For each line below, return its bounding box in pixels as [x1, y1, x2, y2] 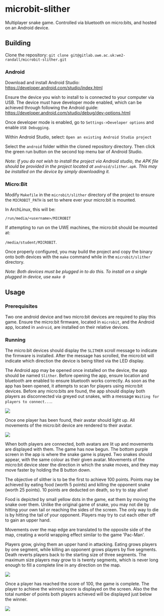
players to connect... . [5, 399, 53, 405]
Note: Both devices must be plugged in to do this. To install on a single [5, 269, 148, 274]
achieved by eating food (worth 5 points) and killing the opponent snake [5, 482, 150, 488]
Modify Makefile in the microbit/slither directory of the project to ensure [5, 192, 155, 198]
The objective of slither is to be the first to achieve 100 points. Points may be [5, 477, 160, 482]
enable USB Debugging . [5, 125, 50, 131]
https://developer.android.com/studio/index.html [5, 85, 103, 91]
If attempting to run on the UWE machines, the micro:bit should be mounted [5, 225, 158, 230]
